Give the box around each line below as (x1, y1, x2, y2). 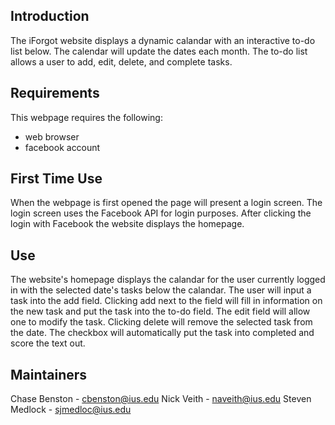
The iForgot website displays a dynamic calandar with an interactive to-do (10, 34, 316, 46)
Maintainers (10, 366, 88, 383)
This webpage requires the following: (10, 111, 163, 123)
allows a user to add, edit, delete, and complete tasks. (10, 55, 233, 68)
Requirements (10, 85, 100, 102)
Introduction (10, 8, 90, 25)
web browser (24, 130, 80, 143)
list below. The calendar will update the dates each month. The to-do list (10, 45, 308, 57)
